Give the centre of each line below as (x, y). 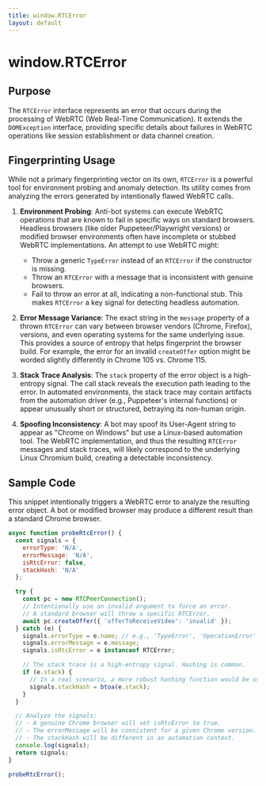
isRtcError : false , (55, 563)
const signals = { (46, 541)
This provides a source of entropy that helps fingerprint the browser (131, 343)
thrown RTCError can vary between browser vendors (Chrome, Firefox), (136, 326)
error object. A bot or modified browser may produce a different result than (131, 511)
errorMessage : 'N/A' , (58, 555)
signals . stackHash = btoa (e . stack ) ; (89, 687)
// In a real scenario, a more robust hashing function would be (139, 679)
